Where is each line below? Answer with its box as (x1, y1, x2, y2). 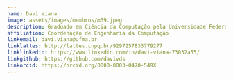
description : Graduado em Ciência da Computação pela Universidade (7, 23, 207, 30)
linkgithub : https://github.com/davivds (7, 56, 126, 63)
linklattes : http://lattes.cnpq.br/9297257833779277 (7, 42, 163, 49)
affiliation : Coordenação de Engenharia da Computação (7, 29, 169, 37)
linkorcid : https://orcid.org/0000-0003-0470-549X (7, 62, 157, 69)
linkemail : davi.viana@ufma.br (7, 36, 98, 43)
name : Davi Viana (7, 10, 58, 17)
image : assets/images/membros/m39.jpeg (7, 17, 123, 24)
